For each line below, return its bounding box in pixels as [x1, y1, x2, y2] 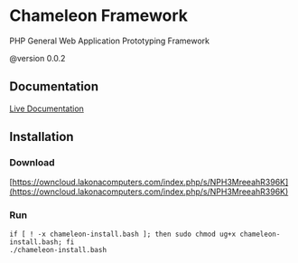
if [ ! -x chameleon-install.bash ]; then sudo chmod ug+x [9, 230, 237, 239]
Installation [9, 129, 74, 145]
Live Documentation [9, 103, 84, 114]
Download [9, 156, 56, 169]
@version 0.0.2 [9, 52, 66, 63]
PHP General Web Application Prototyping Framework [9, 35, 210, 46]
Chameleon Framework [9, 5, 188, 26]
